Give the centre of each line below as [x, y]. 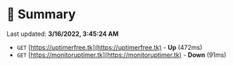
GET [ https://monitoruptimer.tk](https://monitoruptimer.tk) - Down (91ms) [121, 55]
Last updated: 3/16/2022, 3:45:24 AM [63, 34]
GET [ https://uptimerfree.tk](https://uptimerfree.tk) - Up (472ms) [109, 47]
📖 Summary [41, 14]
